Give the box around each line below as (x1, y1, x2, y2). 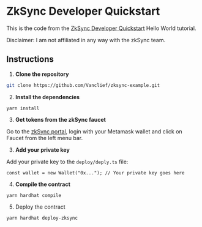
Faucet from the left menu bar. (6, 134, 83, 141)
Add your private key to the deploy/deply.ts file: (6, 158, 129, 165)
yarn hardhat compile (6, 192, 62, 198)
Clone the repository (15, 70, 69, 78)
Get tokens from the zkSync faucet (15, 116, 106, 123)
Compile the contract (15, 180, 70, 188)
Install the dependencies (15, 93, 80, 100)
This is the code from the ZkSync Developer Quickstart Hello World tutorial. (6, 24, 196, 32)
